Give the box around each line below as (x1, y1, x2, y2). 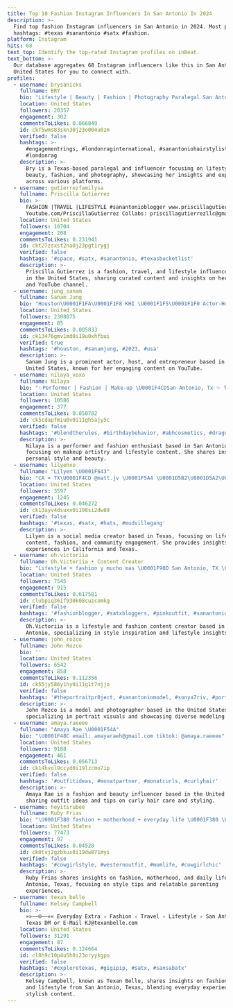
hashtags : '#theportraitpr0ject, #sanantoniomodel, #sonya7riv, (19, 694, 209, 701)
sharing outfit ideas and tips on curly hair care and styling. (25, 797, 216, 804)
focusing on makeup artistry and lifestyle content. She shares (25, 449, 216, 456)
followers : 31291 (19, 932, 70, 939)
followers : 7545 (19, 577, 67, 585)
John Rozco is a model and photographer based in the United (25, 707, 207, 714)
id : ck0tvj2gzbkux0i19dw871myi (19, 848, 110, 855)
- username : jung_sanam (13, 287, 82, 295)
